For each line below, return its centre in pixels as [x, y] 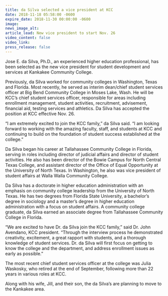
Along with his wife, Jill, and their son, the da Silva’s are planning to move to [83, 283]
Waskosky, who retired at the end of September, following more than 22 [79, 268]
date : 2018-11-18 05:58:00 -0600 [40, 15]
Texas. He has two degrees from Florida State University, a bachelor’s [77, 196]
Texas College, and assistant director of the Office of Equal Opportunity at [82, 165]
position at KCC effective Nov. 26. [40, 114]
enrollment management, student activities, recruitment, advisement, [76, 103]
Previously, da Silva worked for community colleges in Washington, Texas [81, 82]
